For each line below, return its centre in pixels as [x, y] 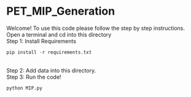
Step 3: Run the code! [34, 77]
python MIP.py [25, 88]
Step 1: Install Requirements [41, 41]
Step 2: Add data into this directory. [51, 70]
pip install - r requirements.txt [49, 52]
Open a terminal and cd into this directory [59, 34]
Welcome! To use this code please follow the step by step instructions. [96, 28]
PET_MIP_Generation [61, 11]
